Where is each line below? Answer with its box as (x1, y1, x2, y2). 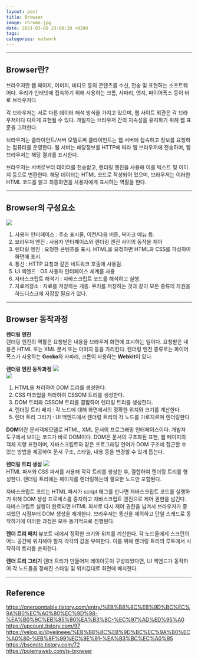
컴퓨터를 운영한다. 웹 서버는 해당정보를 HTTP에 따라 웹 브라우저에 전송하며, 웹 (12, 143, 191, 151)
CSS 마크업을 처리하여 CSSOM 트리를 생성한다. (14, 391, 125, 398)
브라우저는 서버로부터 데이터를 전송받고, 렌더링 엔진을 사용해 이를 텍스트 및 (6, 164, 178, 171)
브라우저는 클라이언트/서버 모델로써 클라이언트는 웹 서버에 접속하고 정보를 (6, 136, 175, 143)
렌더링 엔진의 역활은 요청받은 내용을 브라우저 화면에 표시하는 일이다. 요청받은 (6, 338, 183, 345)
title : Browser (6, 14, 44, 20)
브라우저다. (12, 96, 38, 103)
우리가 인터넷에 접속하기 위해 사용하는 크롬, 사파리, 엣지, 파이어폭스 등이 (18, 89, 184, 96)
